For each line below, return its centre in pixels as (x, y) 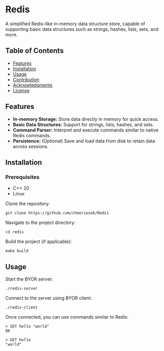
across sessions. (31, 146)
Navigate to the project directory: (40, 223)
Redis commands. (32, 135)
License (21, 90)
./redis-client (22, 308)
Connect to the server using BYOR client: (49, 298)
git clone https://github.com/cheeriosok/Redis (57, 213)
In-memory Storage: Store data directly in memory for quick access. (86, 119)
